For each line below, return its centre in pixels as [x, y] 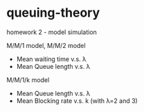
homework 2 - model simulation [52, 32]
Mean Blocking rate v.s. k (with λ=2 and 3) [77, 101]
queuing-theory [53, 13]
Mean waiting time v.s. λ [52, 59]
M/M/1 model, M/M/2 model [46, 45]
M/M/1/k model [28, 80]
